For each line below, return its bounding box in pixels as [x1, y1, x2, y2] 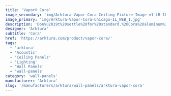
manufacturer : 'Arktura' [5, 78, 58, 83]
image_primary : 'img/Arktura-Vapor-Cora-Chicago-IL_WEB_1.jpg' [5, 17, 142, 22]
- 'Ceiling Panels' [10, 54, 51, 60]
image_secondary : [5, 12, 42, 17]
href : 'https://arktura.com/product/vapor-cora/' [5, 36, 113, 41]
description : [5, 21, 33, 27]
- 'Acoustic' [10, 50, 38, 55]
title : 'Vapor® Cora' [5, 7, 51, 13]
